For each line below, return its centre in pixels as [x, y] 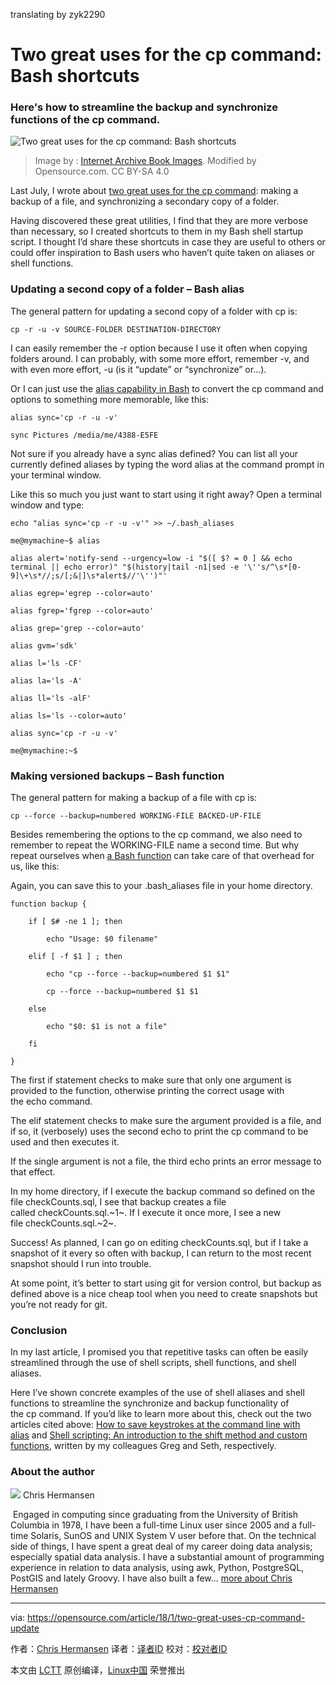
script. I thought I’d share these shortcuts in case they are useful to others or [168, 242]
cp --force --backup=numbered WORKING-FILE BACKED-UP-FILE [136, 816]
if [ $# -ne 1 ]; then [75, 922]
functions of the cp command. [85, 120]
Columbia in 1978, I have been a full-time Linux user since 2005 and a [153, 1525]
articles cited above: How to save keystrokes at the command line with [155, 1425]
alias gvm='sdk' [44, 645]
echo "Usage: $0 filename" [102, 939]
